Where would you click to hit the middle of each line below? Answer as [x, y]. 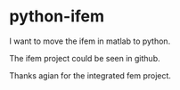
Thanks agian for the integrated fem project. [90, 75]
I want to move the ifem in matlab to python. [90, 41]
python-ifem [57, 16]
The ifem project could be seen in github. [85, 58]
